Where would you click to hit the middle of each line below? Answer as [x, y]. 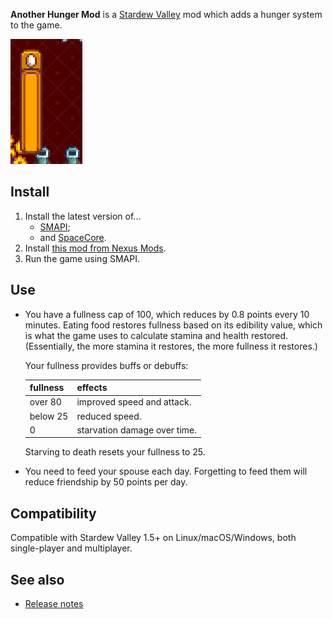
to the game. [36, 25]
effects [92, 388]
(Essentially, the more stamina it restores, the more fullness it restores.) [171, 346]
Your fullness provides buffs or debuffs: [106, 365]
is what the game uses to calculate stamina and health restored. [156, 335]
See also [37, 579]
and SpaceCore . [73, 237]
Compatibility [53, 513]
